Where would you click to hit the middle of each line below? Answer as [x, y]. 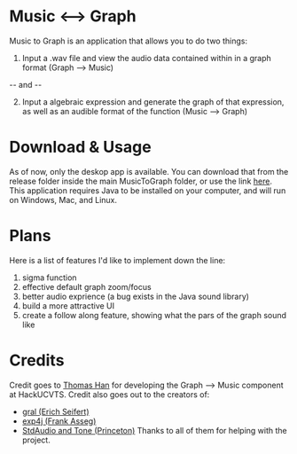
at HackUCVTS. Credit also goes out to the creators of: [109, 394]
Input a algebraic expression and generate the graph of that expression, [153, 102]
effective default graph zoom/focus [87, 286]
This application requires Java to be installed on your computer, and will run [148, 190]
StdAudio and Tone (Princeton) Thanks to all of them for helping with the [154, 430]
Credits [37, 360]
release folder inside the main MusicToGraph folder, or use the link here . [141, 181]
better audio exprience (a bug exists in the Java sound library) [136, 296]
